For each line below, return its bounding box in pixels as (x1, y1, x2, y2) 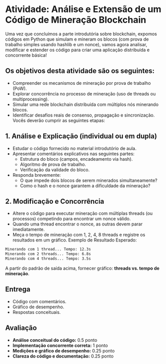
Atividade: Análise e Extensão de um (5, 4, 162, 15)
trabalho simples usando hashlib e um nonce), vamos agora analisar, (5, 41, 147, 47)
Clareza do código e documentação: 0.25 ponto (12, 353, 114, 359)
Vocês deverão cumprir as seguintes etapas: (12, 117, 106, 124)
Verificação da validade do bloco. (20, 167, 90, 173)
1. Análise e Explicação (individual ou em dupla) (5, 132, 157, 141)
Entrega (5, 285, 31, 294)
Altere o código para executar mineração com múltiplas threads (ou (12, 210, 153, 216)
